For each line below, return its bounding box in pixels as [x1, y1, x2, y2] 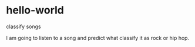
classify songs [6, 23, 41, 30]
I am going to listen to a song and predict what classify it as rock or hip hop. [6, 34, 190, 41]
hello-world [6, 4, 65, 17]
